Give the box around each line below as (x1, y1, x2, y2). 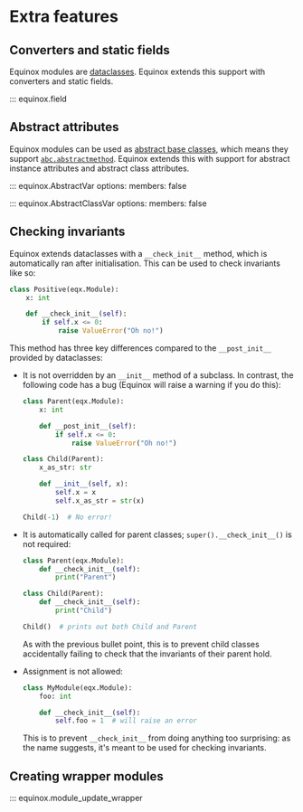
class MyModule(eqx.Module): (22, 683, 133, 693)
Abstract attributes (9, 119, 119, 135)
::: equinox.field (9, 93, 68, 104)
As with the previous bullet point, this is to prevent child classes (22, 638, 260, 649)
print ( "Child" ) (55, 606, 113, 615)
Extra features (9, 6, 119, 27)
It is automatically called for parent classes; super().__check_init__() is (22, 529, 292, 540)
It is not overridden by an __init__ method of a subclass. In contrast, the (22, 370, 294, 381)
